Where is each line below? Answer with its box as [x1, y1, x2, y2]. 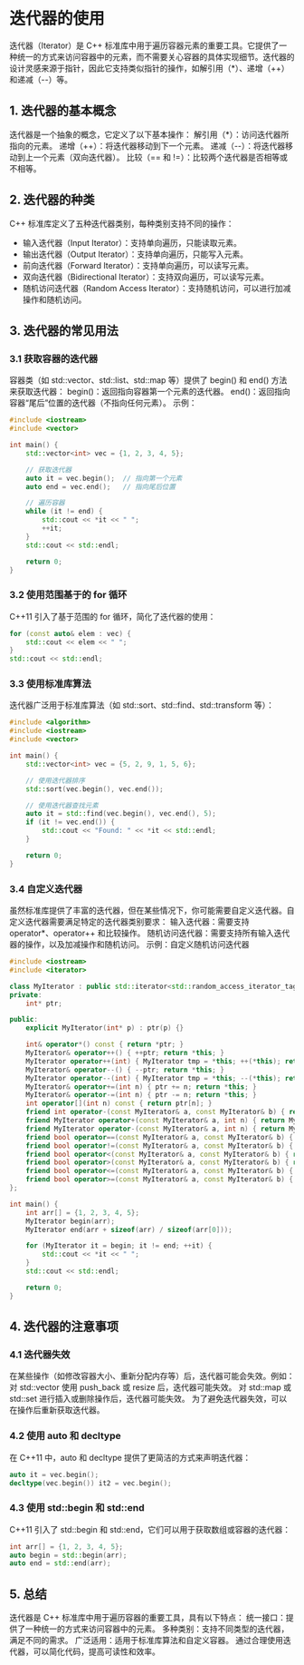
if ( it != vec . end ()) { [25, 818, 116, 827]
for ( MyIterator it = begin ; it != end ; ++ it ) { [25, 1241, 213, 1250]
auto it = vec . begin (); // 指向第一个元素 [25, 474, 183, 483]
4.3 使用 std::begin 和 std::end [9, 1502, 145, 1514]
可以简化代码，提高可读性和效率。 [33, 1646, 160, 1657]
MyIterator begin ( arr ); [25, 1217, 116, 1226]
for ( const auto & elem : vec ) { [9, 629, 131, 638]
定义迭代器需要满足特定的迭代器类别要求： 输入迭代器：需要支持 [9, 916, 250, 927]
